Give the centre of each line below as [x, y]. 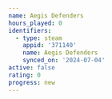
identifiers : [30, 30]
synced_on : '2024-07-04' [64, 61]
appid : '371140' [50, 46]
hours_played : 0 [35, 23]
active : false [32, 68]
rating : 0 [25, 75]
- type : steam [39, 38]
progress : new [32, 82]
